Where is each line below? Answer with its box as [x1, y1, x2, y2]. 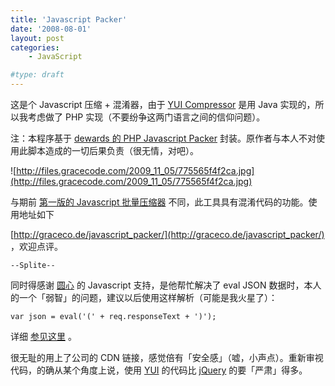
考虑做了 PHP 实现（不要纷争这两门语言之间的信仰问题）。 [27, 111, 266, 123]
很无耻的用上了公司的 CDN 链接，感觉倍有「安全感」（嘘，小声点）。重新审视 [10, 352, 324, 363]
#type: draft [10, 70, 65, 80]
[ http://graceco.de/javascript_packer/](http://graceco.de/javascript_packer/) [10, 229, 325, 240]
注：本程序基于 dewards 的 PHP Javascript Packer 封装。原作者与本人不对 [10, 132, 317, 144]
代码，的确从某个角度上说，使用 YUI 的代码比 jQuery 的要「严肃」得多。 [10, 364, 308, 376]
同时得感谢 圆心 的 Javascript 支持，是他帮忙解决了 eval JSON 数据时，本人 [10, 279, 322, 291]
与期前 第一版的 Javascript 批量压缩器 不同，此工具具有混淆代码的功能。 [10, 196, 309, 208]
